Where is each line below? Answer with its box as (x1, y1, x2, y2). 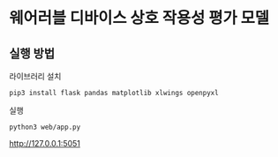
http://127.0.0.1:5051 (9, 138, 81, 148)
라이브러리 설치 (9, 71, 62, 81)
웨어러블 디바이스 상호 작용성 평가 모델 (9, 8, 270, 28)
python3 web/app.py (9, 123, 81, 131)
